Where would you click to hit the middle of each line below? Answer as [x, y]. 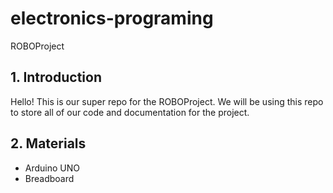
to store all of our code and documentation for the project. [130, 112]
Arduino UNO [52, 168]
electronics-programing [112, 18]
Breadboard [49, 178]
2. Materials [48, 143]
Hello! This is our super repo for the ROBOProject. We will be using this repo [167, 101]
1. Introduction [56, 77]
